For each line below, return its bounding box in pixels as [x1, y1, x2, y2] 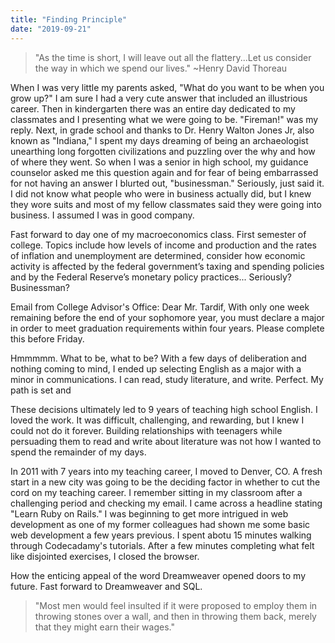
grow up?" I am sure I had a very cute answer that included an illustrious [10, 92, 308, 104]
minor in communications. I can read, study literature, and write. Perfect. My [10, 373, 324, 385]
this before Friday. [10, 332, 85, 345]
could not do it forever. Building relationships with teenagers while [10, 424, 283, 436]
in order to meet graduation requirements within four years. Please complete [10, 322, 325, 334]
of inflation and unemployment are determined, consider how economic [10, 249, 306, 261]
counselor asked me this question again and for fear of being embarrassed [10, 166, 319, 178]
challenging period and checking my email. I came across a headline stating [10, 497, 323, 509]
